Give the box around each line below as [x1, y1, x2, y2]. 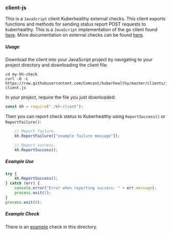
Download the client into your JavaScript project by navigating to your [5, 57, 153, 63]
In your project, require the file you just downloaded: [5, 94, 116, 101]
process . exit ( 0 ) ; [5, 200, 42, 205]
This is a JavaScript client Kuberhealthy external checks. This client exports [5, 16, 166, 22]
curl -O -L [5, 76, 29, 82]
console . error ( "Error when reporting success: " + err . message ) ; [14, 185, 157, 191]
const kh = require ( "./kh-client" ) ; [5, 104, 83, 109]
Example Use [5, 158, 34, 165]
